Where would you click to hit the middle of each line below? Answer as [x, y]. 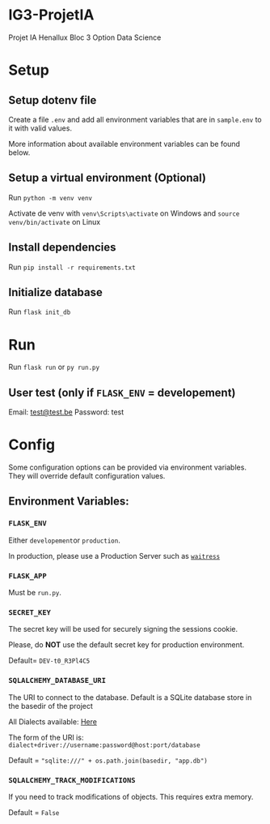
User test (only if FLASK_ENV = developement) [122, 392]
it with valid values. [40, 128]
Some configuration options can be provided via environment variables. [127, 467]
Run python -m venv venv [51, 197]
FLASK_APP [27, 576]
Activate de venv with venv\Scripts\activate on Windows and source [124, 213]
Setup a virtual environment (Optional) [108, 178]
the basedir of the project [51, 706]
